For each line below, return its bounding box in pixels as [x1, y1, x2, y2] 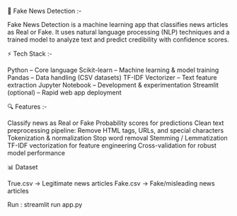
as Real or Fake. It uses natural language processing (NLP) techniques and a [7, 28, 230, 36]
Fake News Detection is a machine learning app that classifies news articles [7, 20, 229, 28]
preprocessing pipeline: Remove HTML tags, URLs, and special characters [7, 126, 224, 134]
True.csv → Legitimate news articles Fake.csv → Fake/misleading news [7, 179, 215, 187]
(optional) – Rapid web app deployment [7, 88, 122, 97]
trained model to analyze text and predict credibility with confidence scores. [7, 35, 230, 44]
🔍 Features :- [7, 102, 47, 111]
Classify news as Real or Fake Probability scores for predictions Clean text [7, 119, 224, 127]
